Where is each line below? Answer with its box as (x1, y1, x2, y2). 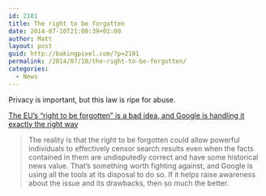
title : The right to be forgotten (8, 20, 126, 28)
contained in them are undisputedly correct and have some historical (28, 152, 259, 162)
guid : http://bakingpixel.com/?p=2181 (8, 50, 139, 58)
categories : (8, 65, 49, 73)
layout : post (8, 42, 53, 50)
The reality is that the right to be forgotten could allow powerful (28, 135, 241, 145)
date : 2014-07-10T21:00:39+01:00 (8, 27, 122, 35)
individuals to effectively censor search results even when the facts (28, 143, 254, 153)
